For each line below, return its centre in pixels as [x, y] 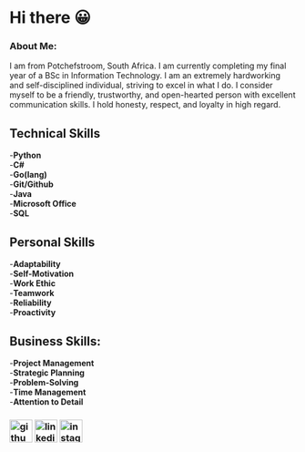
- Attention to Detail [46, 401]
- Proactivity [33, 313]
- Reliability [30, 303]
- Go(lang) [28, 175]
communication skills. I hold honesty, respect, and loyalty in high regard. [145, 105]
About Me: [33, 46]
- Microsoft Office [43, 204]
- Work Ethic [33, 283]
